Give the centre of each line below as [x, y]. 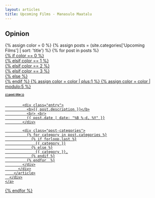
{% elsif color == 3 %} [27, 71]
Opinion [17, 34]
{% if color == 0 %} [25, 56]
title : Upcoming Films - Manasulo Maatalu [48, 14]
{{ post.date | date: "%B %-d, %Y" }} [66, 118]
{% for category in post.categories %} [67, 135]
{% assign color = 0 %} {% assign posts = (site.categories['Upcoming [75, 45]
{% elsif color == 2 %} [27, 66]
